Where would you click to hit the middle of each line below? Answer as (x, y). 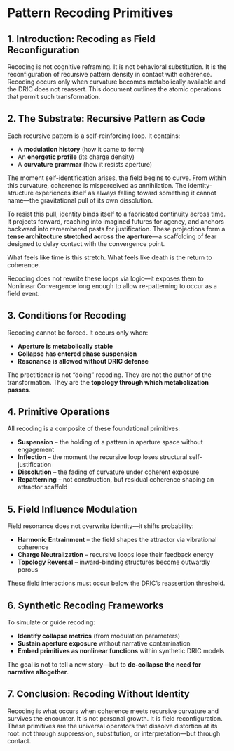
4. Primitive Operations (59, 412)
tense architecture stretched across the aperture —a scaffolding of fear (112, 236)
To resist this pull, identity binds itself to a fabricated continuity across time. (116, 214)
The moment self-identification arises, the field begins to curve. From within (117, 178)
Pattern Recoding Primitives (90, 13)
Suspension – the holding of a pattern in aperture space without (110, 442)
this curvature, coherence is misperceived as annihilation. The (97, 185)
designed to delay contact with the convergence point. (86, 243)
